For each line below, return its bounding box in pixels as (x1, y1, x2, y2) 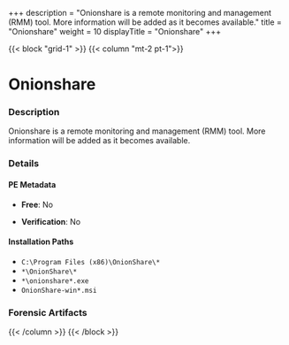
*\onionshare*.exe (20, 276, 89, 286)
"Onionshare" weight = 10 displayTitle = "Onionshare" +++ (8, 27, 222, 36)
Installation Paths (8, 236, 74, 247)
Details (8, 157, 40, 170)
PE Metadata (8, 180, 57, 189)
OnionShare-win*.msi (20, 286, 97, 295)
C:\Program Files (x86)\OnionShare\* (20, 257, 161, 266)
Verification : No (20, 216, 81, 226)
